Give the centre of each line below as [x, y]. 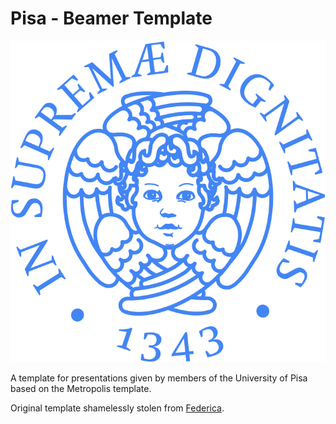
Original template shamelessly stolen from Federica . [117, 408]
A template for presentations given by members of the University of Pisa [159, 378]
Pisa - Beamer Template [111, 18]
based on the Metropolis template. [81, 389]
